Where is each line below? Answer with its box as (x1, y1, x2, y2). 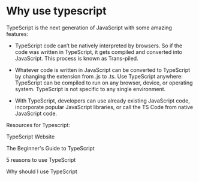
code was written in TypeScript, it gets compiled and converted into (14, 48, 183, 55)
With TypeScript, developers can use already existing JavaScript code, (14, 97, 191, 104)
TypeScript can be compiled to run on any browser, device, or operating (14, 79, 193, 86)
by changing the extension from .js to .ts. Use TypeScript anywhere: (14, 73, 183, 80)
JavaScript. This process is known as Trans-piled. (14, 55, 139, 62)
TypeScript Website (6, 133, 55, 140)
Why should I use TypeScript (6, 168, 78, 175)
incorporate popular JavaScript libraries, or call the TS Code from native (14, 103, 194, 110)
